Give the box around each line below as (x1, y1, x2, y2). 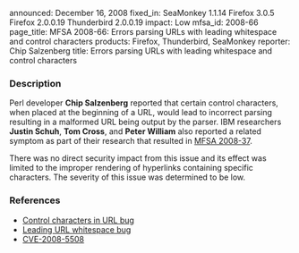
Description (9, 77, 62, 89)
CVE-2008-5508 (21, 233, 85, 244)
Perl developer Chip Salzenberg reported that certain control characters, (9, 97, 279, 108)
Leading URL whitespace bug (21, 223, 132, 235)
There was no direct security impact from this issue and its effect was (9, 153, 267, 164)
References (9, 194, 61, 207)
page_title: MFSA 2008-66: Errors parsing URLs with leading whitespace (9, 27, 278, 37)
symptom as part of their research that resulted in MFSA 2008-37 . (9, 136, 252, 147)
